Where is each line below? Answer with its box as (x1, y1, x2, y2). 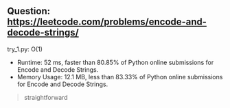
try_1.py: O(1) (7, 44, 43, 53)
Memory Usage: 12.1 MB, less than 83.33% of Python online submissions (16, 72, 223, 81)
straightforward (23, 93, 68, 101)
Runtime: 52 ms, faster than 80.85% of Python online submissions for (16, 58, 214, 66)
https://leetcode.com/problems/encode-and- (7, 16, 207, 28)
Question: (7, 5, 51, 17)
